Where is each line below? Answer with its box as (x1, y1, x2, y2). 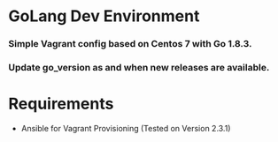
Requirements (8, 94, 114, 114)
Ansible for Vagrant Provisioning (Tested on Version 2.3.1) (20, 123, 231, 133)
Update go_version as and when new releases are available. (8, 62, 270, 74)
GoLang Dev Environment (8, 6, 200, 26)
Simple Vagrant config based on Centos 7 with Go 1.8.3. (8, 38, 252, 50)
